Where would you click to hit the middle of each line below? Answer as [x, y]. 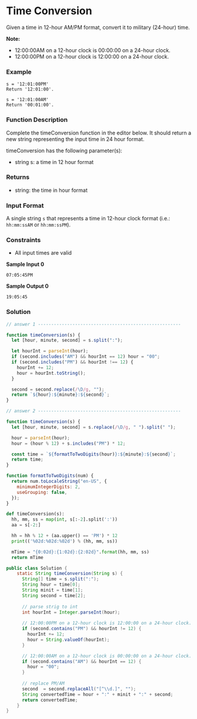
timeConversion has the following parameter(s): [64, 150]
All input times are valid [43, 253]
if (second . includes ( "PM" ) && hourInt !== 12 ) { [72, 362]
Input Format [25, 206]
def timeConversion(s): [35, 514]
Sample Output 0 [28, 286]
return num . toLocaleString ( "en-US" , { [59, 482]
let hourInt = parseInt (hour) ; [50, 351]
